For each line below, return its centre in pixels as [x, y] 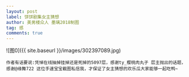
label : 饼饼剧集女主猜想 [33, 17]
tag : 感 [15, 28]
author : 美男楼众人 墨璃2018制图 [43, 22]
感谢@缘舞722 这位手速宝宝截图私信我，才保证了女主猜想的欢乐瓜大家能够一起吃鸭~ [92, 69]
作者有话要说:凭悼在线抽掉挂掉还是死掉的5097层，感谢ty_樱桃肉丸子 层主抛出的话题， [96, 63]
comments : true [24, 33]
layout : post [22, 11]
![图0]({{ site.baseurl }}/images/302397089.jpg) [64, 51]
